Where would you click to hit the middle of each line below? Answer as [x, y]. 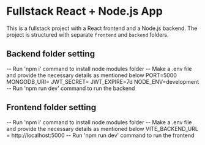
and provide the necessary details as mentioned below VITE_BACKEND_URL [102, 128]
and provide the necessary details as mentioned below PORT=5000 [92, 75]
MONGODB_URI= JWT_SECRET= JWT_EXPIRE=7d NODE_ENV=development [103, 81]
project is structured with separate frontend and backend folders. [88, 34]
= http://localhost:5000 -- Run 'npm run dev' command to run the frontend [100, 135]
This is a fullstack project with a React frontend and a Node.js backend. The [102, 28]
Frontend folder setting [51, 107]
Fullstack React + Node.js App [85, 11]
